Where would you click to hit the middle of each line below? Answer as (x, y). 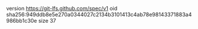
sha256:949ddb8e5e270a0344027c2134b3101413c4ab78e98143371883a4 (99, 14)
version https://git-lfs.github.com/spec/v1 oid (62, 8)
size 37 (47, 21)
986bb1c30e (22, 21)
